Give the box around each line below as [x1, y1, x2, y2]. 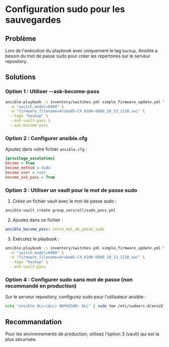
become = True [5, 161, 35, 166]
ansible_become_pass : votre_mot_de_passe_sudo [5, 227, 105, 232]
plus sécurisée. [5, 336, 37, 342]
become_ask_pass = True [5, 175, 55, 180]
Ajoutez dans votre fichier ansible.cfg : [5, 146, 87, 152]
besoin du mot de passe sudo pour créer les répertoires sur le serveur [5, 53, 151, 59]
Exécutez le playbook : [12, 236, 60, 242]
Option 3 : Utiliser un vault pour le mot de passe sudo [5, 186, 137, 193]
